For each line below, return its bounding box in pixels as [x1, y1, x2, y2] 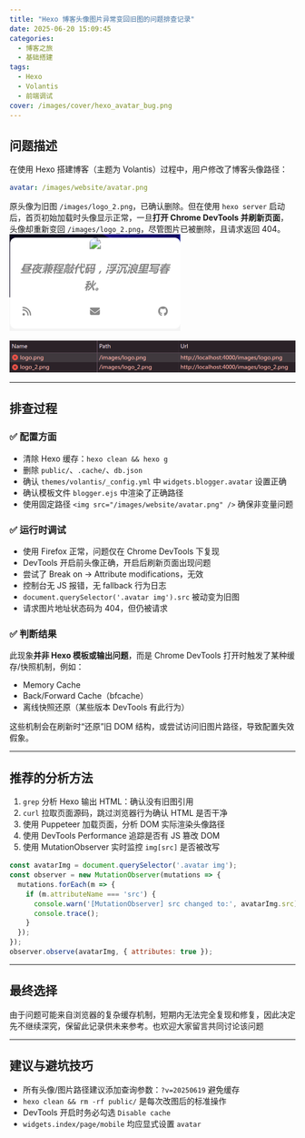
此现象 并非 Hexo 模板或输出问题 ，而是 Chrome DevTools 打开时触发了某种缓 [9, 650, 295, 661]
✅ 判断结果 [9, 628, 57, 640]
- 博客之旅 [17, 44, 54, 53]
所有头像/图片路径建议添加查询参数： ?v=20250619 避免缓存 [22, 1083, 241, 1095]
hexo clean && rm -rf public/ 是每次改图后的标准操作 [22, 1095, 227, 1106]
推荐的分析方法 [9, 770, 93, 786]
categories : [9, 34, 54, 43]
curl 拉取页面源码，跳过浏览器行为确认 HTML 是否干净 [22, 808, 229, 819]
